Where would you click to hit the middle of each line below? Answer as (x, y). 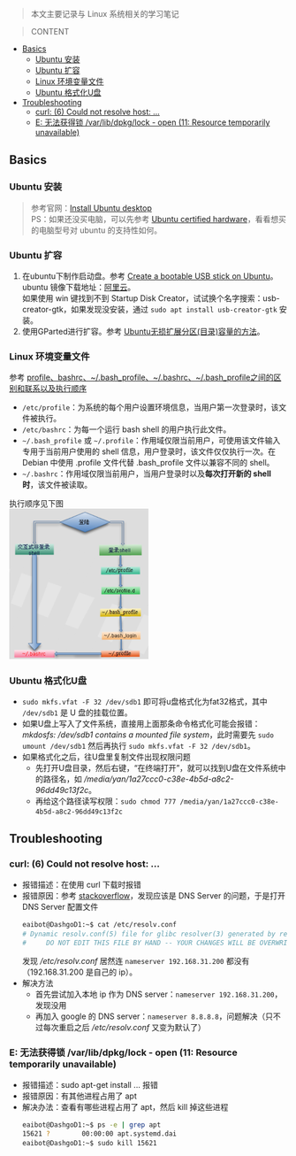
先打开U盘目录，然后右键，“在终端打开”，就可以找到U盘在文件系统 (156, 768)
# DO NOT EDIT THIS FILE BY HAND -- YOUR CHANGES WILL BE (139, 943)
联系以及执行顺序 (55, 389)
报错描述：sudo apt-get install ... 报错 (90, 1084)
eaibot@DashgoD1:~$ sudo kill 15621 (89, 1144)
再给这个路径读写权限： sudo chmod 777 (106, 801)
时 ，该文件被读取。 (57, 485)
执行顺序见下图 (36, 504)
